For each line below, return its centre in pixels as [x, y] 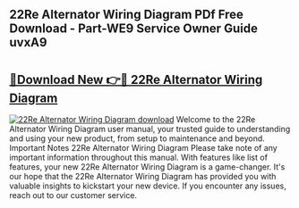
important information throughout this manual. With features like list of [139, 157]
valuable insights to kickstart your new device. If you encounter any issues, [148, 186]
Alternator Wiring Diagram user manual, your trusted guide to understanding [150, 129]
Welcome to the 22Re [216, 119]
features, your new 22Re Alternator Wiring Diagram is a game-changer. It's [147, 167]
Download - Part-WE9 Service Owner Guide [133, 29]
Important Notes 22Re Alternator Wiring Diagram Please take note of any [143, 148]
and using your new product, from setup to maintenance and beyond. [137, 138]
